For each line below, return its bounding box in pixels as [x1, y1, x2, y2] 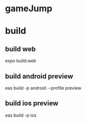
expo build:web [5, 58, 36, 64]
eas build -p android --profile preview [5, 85, 82, 91]
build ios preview [5, 99, 58, 108]
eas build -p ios [5, 112, 37, 118]
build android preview [5, 72, 73, 80]
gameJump [5, 3, 53, 14]
